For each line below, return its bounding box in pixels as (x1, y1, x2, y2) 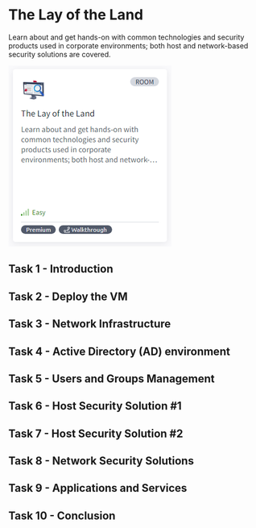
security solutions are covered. (8, 49, 111, 59)
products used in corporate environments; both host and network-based (8, 40, 249, 50)
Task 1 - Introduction (8, 262, 114, 276)
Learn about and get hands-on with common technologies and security (8, 32, 245, 42)
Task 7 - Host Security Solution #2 (8, 426, 184, 440)
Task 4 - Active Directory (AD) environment (8, 344, 231, 358)
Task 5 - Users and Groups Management (8, 372, 215, 385)
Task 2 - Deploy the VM (8, 289, 128, 303)
